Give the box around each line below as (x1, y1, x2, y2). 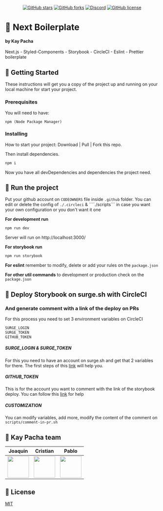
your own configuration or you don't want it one (5, 207, 101, 213)
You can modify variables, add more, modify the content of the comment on (5, 415, 158, 421)
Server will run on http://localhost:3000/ (5, 234, 86, 240)
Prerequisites (5, 99, 38, 106)
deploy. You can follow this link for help (5, 391, 84, 397)
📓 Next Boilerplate (5, 22, 80, 33)
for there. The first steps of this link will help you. (5, 362, 103, 368)
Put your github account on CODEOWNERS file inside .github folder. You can (5, 196, 151, 202)
